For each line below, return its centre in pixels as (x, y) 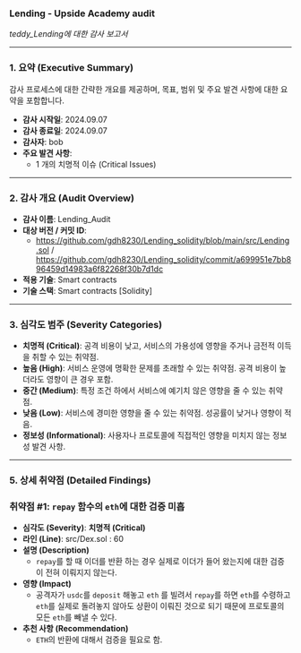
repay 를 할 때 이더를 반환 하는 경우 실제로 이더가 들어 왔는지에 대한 (152, 562)
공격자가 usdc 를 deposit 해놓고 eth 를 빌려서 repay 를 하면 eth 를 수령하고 (163, 595)
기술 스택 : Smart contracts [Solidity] (87, 290)
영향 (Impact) (47, 584)
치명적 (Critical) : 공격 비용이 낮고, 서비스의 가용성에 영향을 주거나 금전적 (149, 346)
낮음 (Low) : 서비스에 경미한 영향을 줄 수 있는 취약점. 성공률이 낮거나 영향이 (152, 413)
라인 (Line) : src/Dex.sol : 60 (73, 539)
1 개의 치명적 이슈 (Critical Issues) (96, 164)
